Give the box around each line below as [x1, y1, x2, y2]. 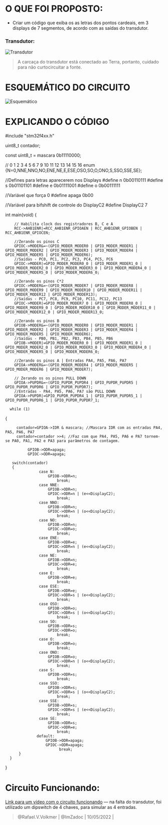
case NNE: [39, 483, 59, 488]
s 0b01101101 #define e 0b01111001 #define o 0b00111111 [5, 182, 120, 189]
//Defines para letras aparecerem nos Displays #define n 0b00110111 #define [5, 177, 163, 183]
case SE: [39, 716, 57, 721]
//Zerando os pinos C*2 [14, 279, 64, 284]
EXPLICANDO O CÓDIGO [5, 116, 109, 127]
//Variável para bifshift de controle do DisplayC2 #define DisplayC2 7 [5, 202, 148, 208]
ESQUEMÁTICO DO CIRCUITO [5, 82, 130, 93]
